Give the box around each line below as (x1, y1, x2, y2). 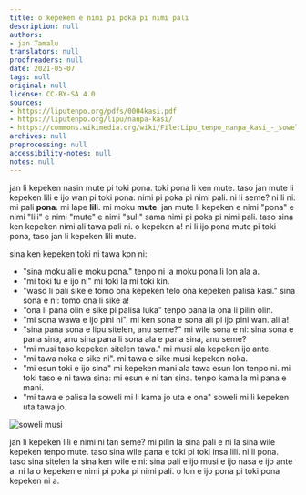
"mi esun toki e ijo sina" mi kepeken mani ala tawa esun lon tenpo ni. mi (22, 362, 291, 373)
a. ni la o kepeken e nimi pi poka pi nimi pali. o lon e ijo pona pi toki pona (9, 465, 280, 476)
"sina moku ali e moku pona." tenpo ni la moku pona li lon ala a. (22, 266, 260, 277)
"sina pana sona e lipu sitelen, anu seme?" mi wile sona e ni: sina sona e (22, 324, 294, 335)
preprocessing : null (9, 140, 88, 149)
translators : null (9, 47, 79, 56)
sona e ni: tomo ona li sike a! (22, 295, 130, 306)
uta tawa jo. (22, 401, 67, 412)
